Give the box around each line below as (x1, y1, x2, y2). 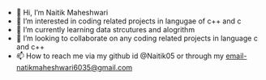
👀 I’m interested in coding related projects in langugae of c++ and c (15, 16, 242, 26)
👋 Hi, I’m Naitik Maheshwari (15, 8, 109, 17)
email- (225, 51, 247, 61)
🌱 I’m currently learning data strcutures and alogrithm (15, 25, 195, 34)
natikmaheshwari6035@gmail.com (15, 63, 133, 72)
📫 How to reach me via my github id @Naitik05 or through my (15, 51, 225, 61)
